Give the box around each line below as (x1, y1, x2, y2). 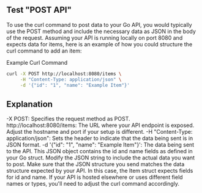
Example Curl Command (6, 59, 68, 66)
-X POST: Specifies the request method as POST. (6, 115, 130, 123)
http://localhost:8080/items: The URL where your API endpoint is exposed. (6, 122, 195, 129)
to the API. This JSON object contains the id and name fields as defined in (6, 148, 193, 155)
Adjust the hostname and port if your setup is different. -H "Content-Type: (6, 128, 193, 136)
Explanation (6, 99, 53, 109)
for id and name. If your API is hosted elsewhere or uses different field (6, 173, 183, 181)
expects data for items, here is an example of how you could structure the (6, 40, 193, 48)
